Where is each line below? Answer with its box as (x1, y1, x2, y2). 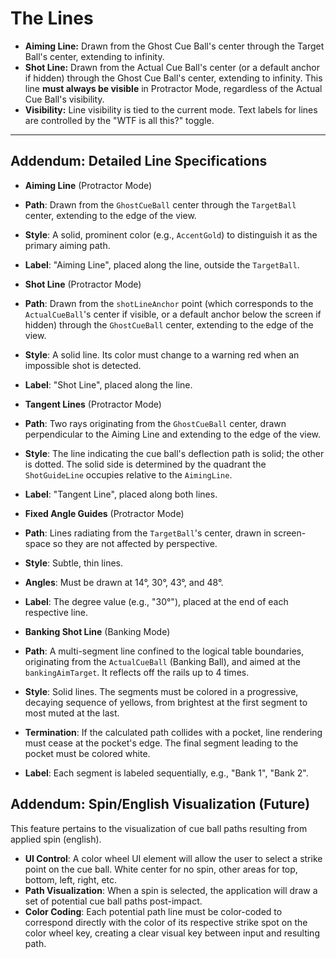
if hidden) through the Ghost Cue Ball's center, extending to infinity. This (24, 72, 323, 84)
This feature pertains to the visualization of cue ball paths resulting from (10, 822, 308, 834)
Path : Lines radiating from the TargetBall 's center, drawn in (24, 527, 272, 539)
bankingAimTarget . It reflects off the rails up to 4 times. (24, 666, 250, 678)
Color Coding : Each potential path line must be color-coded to (24, 905, 283, 917)
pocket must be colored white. (24, 747, 151, 759)
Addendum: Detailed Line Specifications (10, 153, 268, 170)
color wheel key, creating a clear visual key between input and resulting (24, 927, 320, 939)
